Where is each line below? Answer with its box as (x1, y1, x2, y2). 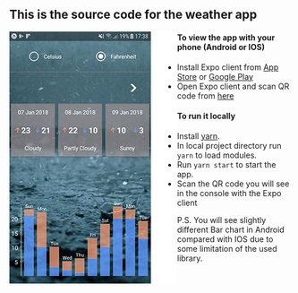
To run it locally (177, 111, 235, 122)
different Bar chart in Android (177, 224, 285, 235)
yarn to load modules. (177, 150, 258, 160)
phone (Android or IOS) (177, 41, 266, 52)
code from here (177, 90, 234, 101)
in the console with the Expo (177, 187, 282, 198)
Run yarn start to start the (177, 159, 277, 169)
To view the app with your (177, 31, 276, 43)
